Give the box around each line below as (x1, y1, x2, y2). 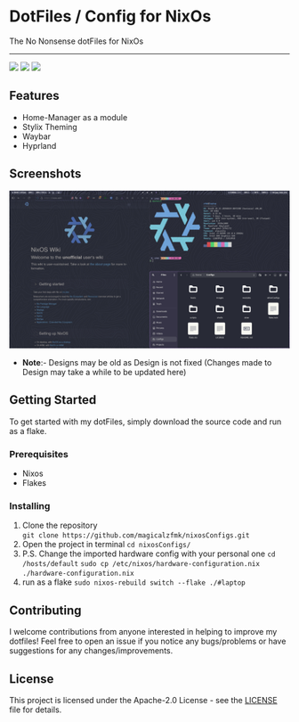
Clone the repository (21, 520, 98, 531)
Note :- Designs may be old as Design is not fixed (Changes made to (21, 357, 272, 368)
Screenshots (9, 167, 82, 182)
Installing (9, 500, 51, 513)
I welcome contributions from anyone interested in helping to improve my (9, 627, 278, 637)
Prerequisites (9, 447, 69, 460)
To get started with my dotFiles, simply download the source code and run (9, 416, 282, 427)
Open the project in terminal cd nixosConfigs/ (21, 539, 191, 550)
